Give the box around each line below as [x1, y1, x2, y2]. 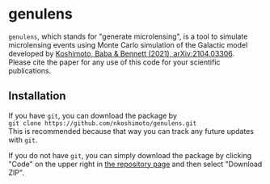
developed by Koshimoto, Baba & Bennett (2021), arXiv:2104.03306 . [8, 48, 235, 58]
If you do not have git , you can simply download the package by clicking [8, 150, 252, 160]
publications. [8, 65, 52, 75]
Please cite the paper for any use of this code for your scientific [8, 57, 221, 67]
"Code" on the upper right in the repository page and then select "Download [8, 159, 263, 169]
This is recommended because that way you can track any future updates [8, 126, 255, 136]
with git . [8, 135, 38, 144]
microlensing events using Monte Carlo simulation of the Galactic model [8, 40, 248, 49]
